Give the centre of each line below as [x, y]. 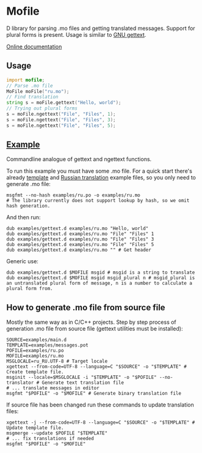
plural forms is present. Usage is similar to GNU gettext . [76, 34]
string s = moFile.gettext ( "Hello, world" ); [64, 103]
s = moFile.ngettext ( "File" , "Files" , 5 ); [61, 125]
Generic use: [22, 261]
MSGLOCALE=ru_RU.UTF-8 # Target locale [57, 361]
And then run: [23, 217]
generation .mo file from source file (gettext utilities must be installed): [95, 329]
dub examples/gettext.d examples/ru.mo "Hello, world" [78, 229]
